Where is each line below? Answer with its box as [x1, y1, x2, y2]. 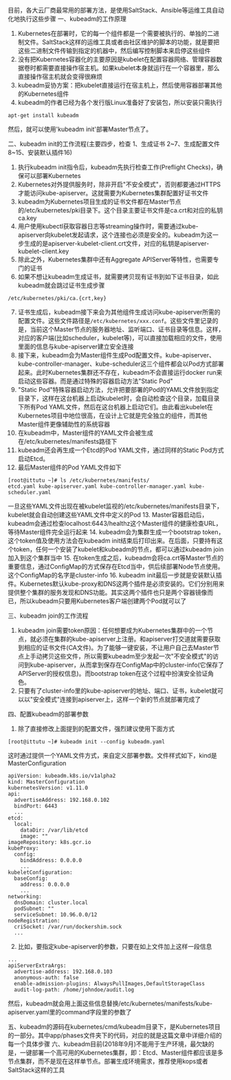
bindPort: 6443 [14, 803, 58, 809]
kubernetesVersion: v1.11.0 [8, 785, 89, 792]
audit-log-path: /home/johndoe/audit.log [14, 986, 135, 993]
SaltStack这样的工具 [8, 1066, 65, 1074]
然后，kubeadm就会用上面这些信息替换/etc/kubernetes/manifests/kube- [8, 999, 213, 1008]
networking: [8, 893, 42, 900]
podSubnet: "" [14, 905, 54, 912]
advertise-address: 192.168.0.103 [14, 968, 113, 975]
